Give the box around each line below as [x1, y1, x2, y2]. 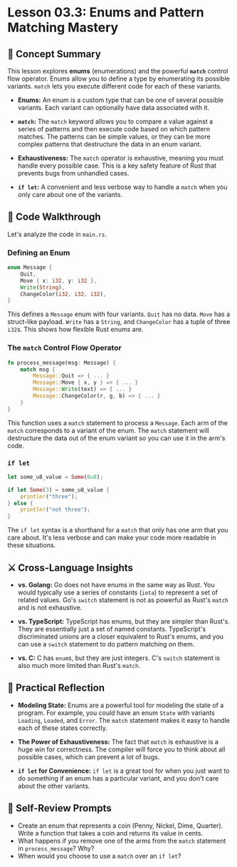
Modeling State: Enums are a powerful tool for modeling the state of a [17, 701, 224, 709]
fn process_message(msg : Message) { [7, 359, 116, 366]
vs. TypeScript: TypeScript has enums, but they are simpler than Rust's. [17, 617, 230, 626]
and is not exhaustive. [17, 604, 83, 612]
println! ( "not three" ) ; [20, 506, 91, 514]
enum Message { [7, 264, 53, 271]
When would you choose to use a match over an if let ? [17, 851, 181, 860]
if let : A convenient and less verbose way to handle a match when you [17, 183, 228, 191]
